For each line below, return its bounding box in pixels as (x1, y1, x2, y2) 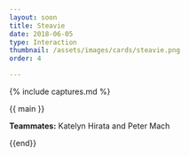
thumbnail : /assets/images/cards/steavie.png (9, 46, 180, 55)
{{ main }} (9, 104, 45, 113)
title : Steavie (9, 21, 66, 30)
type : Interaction (9, 37, 77, 47)
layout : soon (9, 12, 58, 22)
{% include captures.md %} (9, 86, 111, 97)
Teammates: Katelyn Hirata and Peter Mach (9, 121, 170, 131)
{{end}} (9, 138, 37, 148)
